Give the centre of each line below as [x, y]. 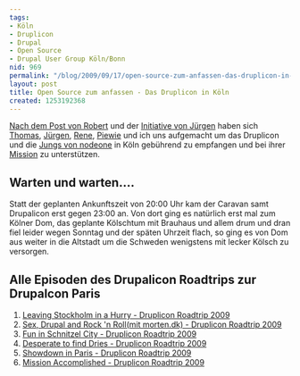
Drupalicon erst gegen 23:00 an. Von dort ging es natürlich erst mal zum [142, 213]
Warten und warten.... [72, 183]
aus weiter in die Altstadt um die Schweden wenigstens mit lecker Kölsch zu [149, 242]
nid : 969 [25, 68]
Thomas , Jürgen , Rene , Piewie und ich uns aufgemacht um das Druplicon [144, 136]
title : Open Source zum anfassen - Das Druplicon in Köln [119, 92]
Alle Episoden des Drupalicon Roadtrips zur [133, 279]
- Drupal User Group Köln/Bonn [67, 59]
